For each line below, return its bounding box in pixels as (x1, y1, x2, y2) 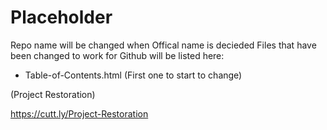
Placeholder (10, 6, 113, 29)
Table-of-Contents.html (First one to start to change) (24, 69, 243, 81)
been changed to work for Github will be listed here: (10, 49, 225, 61)
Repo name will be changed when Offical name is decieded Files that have (10, 39, 317, 51)
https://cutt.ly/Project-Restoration (10, 107, 149, 120)
